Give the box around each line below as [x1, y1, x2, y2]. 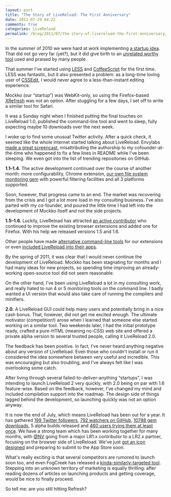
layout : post [5, 7, 33, 13]
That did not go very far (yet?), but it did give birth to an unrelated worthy [5, 51, 159, 57]
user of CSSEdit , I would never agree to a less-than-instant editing [5, 77, 145, 83]
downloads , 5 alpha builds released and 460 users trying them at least [5, 422, 153, 429]
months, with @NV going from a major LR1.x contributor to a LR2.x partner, [5, 434, 162, 439]
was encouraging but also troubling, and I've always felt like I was [5, 360, 144, 365]
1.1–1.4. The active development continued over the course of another [5, 165, 152, 171]
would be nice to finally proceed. [5, 476, 74, 482]
